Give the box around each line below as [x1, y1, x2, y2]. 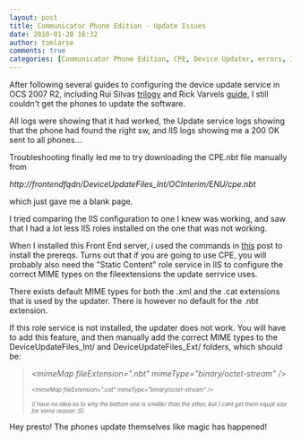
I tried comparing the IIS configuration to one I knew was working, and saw [9, 214, 287, 224]
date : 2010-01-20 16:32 [9, 30, 99, 38]
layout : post [9, 13, 58, 22]
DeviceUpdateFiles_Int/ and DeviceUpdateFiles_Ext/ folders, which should [9, 342, 283, 352]
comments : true [9, 47, 66, 55]
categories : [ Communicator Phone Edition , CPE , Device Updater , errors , [9, 55, 287, 64]
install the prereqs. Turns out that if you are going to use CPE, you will [9, 250, 267, 260]
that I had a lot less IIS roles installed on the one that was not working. [9, 223, 268, 233]
